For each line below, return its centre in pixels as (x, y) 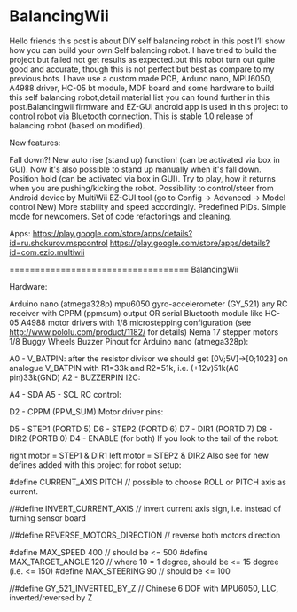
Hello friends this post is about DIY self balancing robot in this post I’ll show (147, 41)
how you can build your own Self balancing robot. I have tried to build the (143, 50)
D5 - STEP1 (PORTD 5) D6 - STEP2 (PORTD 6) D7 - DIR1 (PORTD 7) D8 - (141, 429)
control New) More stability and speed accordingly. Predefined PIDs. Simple (148, 206)
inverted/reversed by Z (51, 597)
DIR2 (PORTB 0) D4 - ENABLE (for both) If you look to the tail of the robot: (144, 438)
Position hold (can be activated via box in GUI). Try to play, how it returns (143, 178)
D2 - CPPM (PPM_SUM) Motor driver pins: (86, 411)
